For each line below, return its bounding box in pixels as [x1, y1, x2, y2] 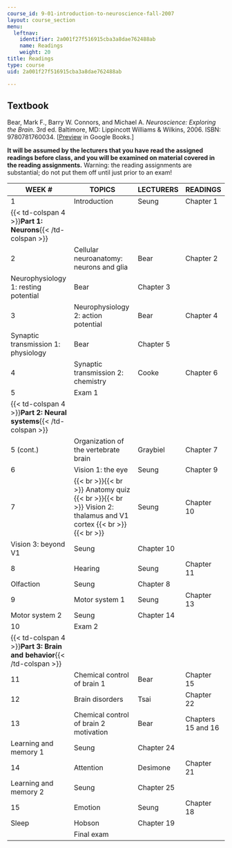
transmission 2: [73, 368, 124, 378]
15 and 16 [185, 723, 220, 733]
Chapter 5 [137, 339, 171, 349]
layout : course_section [7, 17, 76, 24]
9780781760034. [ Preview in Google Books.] [7, 133, 135, 141]
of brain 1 [73, 679, 106, 689]
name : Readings [19, 42, 64, 49]
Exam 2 [73, 621, 99, 631]
